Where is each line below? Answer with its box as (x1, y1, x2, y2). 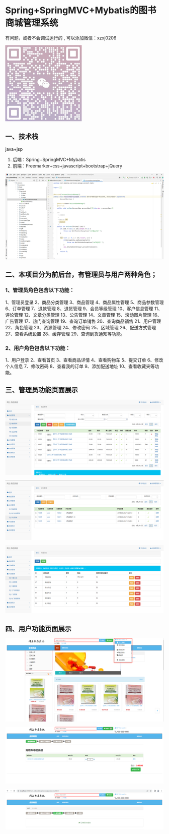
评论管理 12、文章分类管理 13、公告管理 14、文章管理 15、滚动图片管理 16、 (5, 312, 162, 318)
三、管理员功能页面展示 (5, 386, 78, 394)
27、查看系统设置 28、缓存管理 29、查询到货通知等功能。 (5, 331, 125, 337)
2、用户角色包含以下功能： (5, 344, 70, 351)
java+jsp (5, 146, 23, 152)
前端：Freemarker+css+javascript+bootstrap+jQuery (12, 162, 122, 169)
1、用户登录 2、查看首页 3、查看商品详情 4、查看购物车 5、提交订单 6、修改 (5, 356, 163, 363)
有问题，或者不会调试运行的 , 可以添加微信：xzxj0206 (5, 35, 117, 41)
